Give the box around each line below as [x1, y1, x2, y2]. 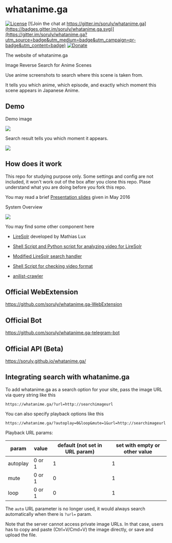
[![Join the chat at [28, 20, 66, 27]
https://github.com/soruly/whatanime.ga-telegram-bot [5, 330, 120, 336]
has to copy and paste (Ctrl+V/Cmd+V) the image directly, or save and [5, 526, 154, 532]
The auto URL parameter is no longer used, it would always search [5, 505, 146, 512]
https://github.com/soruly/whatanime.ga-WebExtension [5, 301, 122, 307]
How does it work [5, 160, 62, 168]
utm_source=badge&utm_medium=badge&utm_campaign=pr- [5, 37, 136, 43]
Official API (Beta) [5, 344, 64, 353]
